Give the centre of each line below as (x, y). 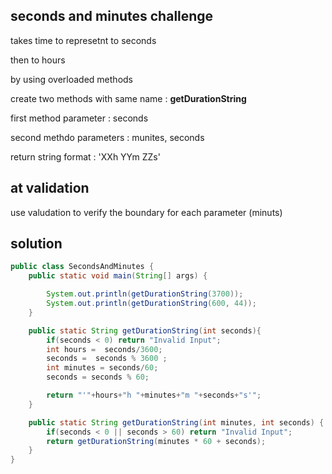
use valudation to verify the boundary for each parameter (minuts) (146, 212)
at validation (50, 188)
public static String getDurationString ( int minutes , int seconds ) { (176, 422)
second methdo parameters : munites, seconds (107, 137)
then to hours (38, 60)
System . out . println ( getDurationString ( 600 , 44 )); (151, 304)
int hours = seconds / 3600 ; (104, 349)
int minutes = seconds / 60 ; (102, 368)
